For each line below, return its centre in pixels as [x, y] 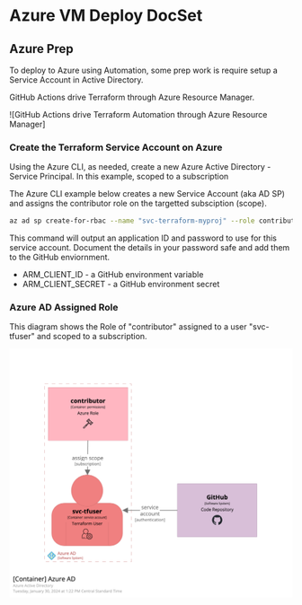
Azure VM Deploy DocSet [106, 16]
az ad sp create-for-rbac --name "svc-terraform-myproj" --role [132, 221]
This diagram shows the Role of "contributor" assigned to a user [128, 327]
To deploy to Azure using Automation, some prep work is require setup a [144, 70]
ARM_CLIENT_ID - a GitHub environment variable [113, 275]
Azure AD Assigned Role [64, 308]
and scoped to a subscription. [92, 337]
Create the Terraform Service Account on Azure [116, 147]
